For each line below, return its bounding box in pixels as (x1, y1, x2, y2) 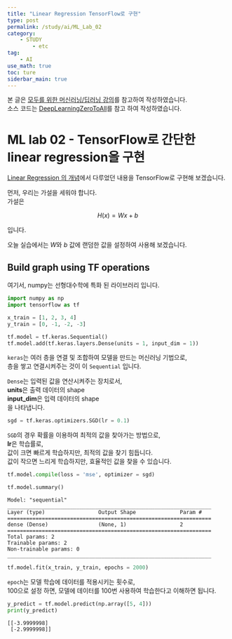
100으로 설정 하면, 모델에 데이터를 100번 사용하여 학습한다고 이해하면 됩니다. (7, 586, 217, 595)
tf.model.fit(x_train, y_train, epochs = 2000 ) (7, 564, 149, 571)
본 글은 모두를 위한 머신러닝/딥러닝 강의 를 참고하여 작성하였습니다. (7, 95, 188, 104)
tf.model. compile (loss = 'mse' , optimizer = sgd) (7, 471, 156, 478)
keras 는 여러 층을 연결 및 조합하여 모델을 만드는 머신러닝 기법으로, (7, 354, 188, 362)
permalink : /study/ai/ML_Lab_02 (7, 23, 102, 30)
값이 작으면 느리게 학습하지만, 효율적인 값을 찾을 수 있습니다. (7, 457, 172, 466)
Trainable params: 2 (7, 539, 68, 546)
